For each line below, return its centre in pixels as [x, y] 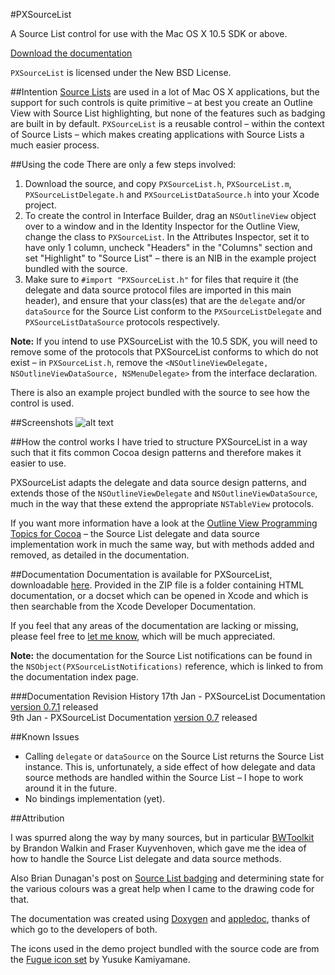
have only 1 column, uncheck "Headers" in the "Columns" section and [168, 247]
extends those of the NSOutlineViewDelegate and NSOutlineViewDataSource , [164, 493]
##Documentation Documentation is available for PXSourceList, [141, 574]
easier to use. [38, 463]
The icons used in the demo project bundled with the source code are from [165, 948]
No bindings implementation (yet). [95, 798]
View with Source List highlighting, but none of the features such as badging [168, 113]
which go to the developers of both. [84, 929]
